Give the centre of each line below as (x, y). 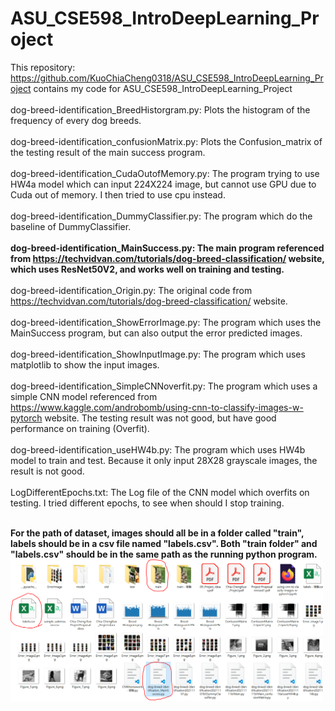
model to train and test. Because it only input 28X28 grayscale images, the (164, 460)
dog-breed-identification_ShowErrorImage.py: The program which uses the (166, 322)
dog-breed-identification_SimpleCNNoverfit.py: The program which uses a (164, 386)
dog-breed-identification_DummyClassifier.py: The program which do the (161, 216)
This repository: (43, 67)
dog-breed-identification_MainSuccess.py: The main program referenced (167, 248)
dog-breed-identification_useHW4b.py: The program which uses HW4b (158, 449)
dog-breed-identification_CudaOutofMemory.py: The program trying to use (165, 173)
